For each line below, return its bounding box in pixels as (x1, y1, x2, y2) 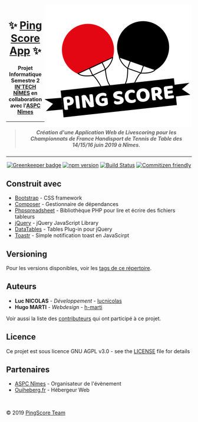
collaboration (8, 95, 42, 102)
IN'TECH (14, 83, 37, 90)
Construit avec (6, 178, 62, 189)
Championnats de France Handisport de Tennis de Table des (30, 135, 183, 142)
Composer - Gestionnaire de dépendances (14, 201, 119, 208)
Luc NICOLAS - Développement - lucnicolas (14, 297, 122, 304)
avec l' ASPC (9, 102, 41, 109)
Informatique (8, 71, 42, 78)
